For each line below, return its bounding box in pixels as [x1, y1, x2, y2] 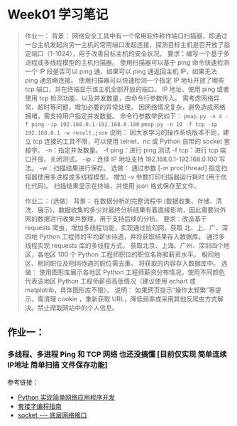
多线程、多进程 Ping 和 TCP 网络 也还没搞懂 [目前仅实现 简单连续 [7, 350, 227, 360]
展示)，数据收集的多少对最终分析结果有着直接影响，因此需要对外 [37, 205, 226, 214]
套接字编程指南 [17, 402, 62, 410]
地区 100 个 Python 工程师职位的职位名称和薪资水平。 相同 [43, 250, 214, 259]
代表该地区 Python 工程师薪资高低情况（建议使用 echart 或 [24, 276, 197, 285]
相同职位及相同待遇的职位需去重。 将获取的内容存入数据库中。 [37, 259, 220, 267]
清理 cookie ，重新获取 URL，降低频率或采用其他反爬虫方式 [43, 294, 218, 303]
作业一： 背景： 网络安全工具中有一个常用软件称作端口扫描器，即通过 [24, 31, 228, 40]
